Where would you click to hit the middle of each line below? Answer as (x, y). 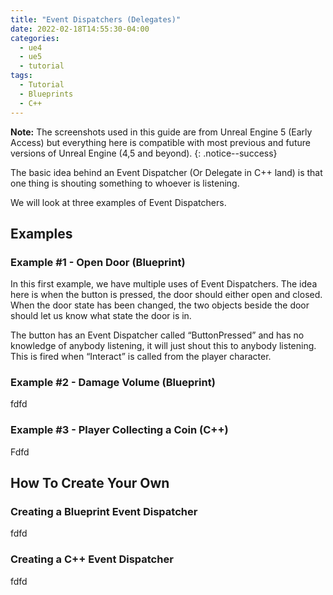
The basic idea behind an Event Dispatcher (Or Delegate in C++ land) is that (166, 172)
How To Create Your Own (90, 483)
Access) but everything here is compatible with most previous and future (160, 142)
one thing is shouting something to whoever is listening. (125, 183)
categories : (35, 38)
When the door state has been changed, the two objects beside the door (160, 305)
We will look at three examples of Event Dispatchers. (118, 202)
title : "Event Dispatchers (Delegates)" (96, 19)
